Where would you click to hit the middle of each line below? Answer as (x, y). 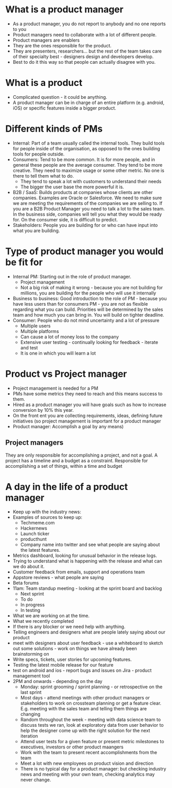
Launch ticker (35, 534)
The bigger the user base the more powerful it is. (72, 187)
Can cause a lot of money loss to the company (70, 337)
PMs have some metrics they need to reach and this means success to (88, 393)
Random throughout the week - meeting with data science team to (90, 720)
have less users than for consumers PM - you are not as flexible (80, 304)
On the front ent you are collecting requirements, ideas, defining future (88, 415)
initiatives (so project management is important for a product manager (87, 421)
